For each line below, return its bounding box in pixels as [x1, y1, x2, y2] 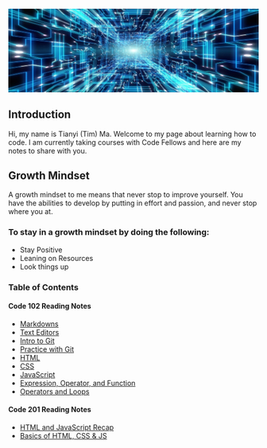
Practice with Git [19, 344, 74, 354]
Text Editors [19, 327, 60, 337]
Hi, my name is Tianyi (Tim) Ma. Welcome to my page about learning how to [8, 129, 257, 138]
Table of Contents [8, 282, 79, 293]
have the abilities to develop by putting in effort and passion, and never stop [8, 198, 257, 208]
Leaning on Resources [19, 253, 94, 263]
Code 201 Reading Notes [8, 405, 91, 415]
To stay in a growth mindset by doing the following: [8, 227, 210, 238]
